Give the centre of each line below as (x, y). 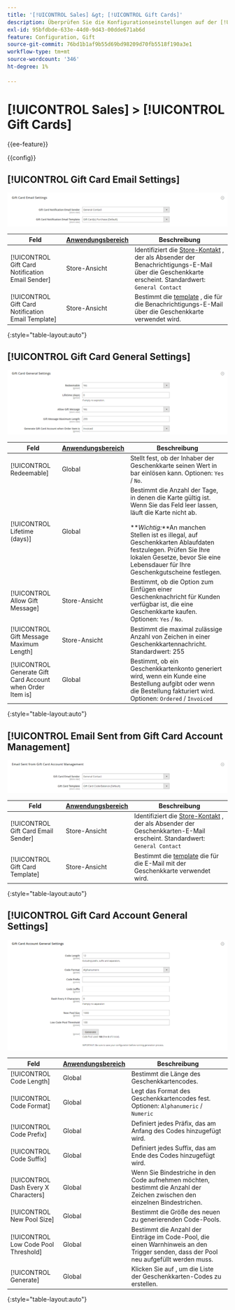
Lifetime (22, 531)
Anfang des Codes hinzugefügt (176, 1130)
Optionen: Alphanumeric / (167, 1106)
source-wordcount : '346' (43, 60)
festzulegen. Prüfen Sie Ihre (170, 550)
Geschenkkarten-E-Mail (170, 831)
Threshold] (26, 1252)
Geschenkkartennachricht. (169, 644)
